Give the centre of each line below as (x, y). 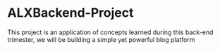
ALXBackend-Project (71, 13)
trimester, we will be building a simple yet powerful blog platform (101, 39)
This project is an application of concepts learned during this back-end (110, 32)
